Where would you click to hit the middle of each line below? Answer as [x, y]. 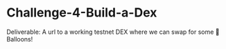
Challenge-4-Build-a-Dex [82, 13]
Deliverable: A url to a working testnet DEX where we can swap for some [110, 32]
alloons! [20, 39]
